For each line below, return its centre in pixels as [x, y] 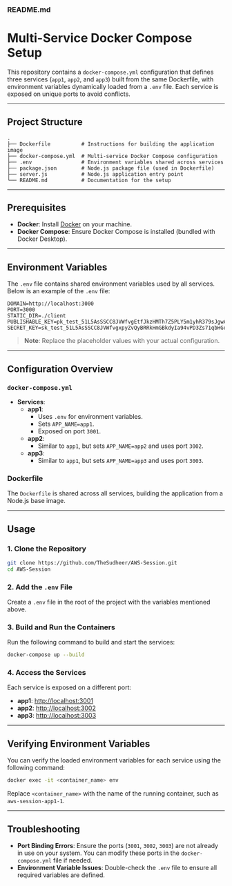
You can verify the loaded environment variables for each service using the [114, 760]
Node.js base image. [36, 501]
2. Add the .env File [40, 587]
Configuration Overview [60, 369]
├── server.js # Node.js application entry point [96, 174]
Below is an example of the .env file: [59, 291]
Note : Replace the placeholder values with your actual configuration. [122, 341]
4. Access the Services [47, 673]
